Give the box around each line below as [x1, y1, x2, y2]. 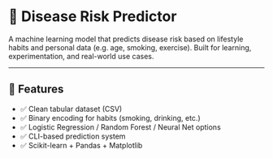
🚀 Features [8, 83, 64, 96]
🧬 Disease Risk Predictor [8, 7, 177, 26]
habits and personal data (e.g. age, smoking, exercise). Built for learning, [8, 42, 252, 52]
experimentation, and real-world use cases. [8, 51, 154, 61]
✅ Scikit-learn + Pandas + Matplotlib [19, 140, 143, 150]
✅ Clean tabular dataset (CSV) [19, 104, 123, 113]
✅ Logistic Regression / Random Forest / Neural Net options [19, 122, 221, 132]
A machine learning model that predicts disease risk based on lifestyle [8, 34, 244, 44]
